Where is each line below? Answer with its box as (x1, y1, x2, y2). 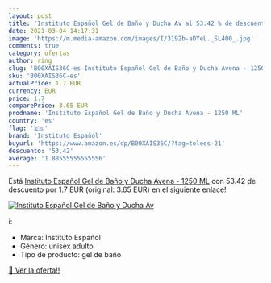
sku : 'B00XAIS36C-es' (8, 72, 81, 80)
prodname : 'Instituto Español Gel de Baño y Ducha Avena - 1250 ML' (8, 110, 244, 118)
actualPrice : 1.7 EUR (8, 79, 81, 87)
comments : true (8, 42, 60, 50)
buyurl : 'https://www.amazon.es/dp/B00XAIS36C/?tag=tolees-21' (8, 139, 226, 148)
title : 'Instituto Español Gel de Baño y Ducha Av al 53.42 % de (8, 19, 232, 27)
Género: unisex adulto (19, 241, 94, 251)
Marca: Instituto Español (19, 233, 101, 243)
